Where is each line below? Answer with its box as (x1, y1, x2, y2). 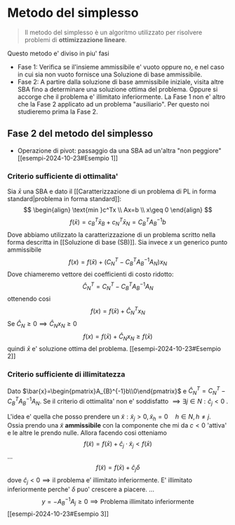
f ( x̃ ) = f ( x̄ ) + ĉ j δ (95, 463, 140, 474)
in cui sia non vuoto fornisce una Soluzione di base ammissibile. (17, 70, 203, 79)
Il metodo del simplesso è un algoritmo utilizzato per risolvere (24, 28, 203, 36)
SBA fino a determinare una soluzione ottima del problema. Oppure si (17, 85, 218, 93)
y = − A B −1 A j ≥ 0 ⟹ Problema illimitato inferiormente (41, 496, 194, 507)
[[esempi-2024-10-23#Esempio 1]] (17, 154, 118, 162)
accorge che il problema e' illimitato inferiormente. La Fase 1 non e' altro (17, 93, 226, 101)
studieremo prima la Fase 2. (17, 107, 98, 116)
